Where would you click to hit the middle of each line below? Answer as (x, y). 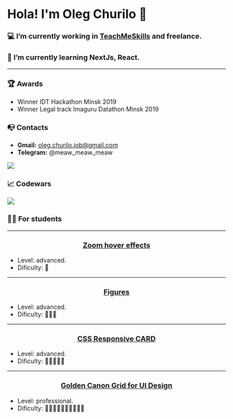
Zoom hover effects (116, 245)
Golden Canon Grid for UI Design (116, 386)
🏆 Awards (25, 84)
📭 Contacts (28, 127)
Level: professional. (45, 400)
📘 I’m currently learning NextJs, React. (74, 57)
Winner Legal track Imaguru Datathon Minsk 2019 (88, 109)
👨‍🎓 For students (35, 219)
